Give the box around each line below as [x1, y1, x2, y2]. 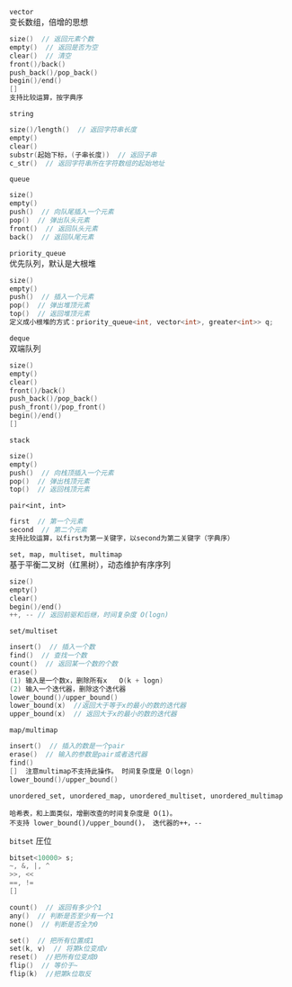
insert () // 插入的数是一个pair [9, 742, 125, 751]
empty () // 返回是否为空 [9, 42, 99, 52]
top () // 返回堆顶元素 [9, 310, 90, 319]
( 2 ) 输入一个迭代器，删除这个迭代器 [9, 684, 127, 693]
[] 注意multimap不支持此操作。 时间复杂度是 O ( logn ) [9, 766, 195, 775]
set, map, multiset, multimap [9, 549, 123, 559]
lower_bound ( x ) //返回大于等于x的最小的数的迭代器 [9, 702, 187, 711]
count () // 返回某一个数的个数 [9, 659, 119, 668]
